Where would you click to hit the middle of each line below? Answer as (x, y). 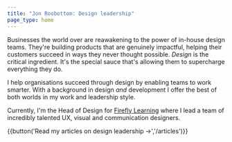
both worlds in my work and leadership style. (71, 97)
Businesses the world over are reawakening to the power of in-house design (116, 39)
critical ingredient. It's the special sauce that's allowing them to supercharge (116, 61)
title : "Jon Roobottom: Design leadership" (71, 13)
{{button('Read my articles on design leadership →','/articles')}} (98, 131)
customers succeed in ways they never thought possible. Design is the (108, 54)
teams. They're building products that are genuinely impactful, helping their (115, 47)
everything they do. (35, 69)
